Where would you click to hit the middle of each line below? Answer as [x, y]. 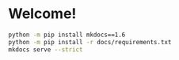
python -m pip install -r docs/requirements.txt [90, 42]
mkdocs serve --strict [46, 49]
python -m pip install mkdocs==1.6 [67, 35]
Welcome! [42, 14]
